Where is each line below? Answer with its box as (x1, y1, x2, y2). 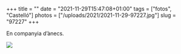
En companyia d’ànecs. (6, 30, 65, 37)
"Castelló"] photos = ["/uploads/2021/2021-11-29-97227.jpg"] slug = (6, 12, 177, 19)
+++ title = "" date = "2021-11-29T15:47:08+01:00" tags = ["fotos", (6, 5, 172, 12)
